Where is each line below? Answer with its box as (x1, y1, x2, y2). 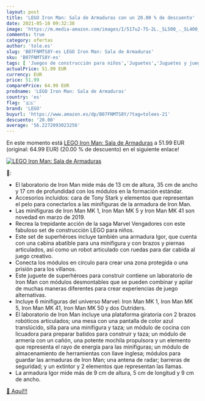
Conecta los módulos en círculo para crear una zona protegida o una (15, 259, 188, 266)
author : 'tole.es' (6, 43, 53, 49)
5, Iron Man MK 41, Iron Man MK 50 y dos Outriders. (15, 305, 146, 312)
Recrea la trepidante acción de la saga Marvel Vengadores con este (15, 220, 185, 228)
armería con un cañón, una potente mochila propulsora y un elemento (15, 337, 191, 344)
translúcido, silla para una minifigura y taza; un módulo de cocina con (15, 324, 190, 331)
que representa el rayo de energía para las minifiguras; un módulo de (15, 343, 189, 351)
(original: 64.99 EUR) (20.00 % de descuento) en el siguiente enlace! (6, 146, 180, 153)
